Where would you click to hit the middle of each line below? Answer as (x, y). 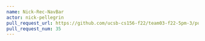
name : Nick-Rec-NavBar (35, 12)
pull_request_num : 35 (34, 29)
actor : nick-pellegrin (35, 17)
